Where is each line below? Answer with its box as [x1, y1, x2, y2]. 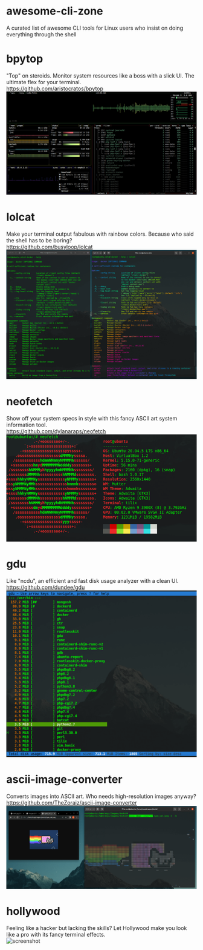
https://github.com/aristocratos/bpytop [6, 85, 104, 92]
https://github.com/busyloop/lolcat [6, 243, 93, 250]
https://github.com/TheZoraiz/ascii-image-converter [6, 799, 137, 806]
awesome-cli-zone [6, 4, 104, 18]
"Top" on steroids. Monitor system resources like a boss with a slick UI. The [6, 71, 195, 79]
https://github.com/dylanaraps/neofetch [6, 428, 106, 434]
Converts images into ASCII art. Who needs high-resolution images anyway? [6, 792, 196, 800]
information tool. [6, 421, 47, 428]
